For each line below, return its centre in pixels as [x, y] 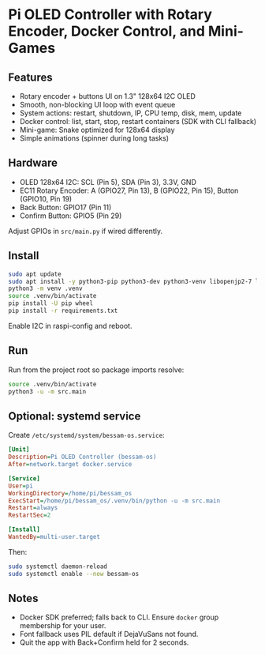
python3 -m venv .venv [45, 289]
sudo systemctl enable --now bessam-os [74, 574]
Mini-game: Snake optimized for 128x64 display [97, 130]
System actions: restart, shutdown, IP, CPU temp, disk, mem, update [131, 113]
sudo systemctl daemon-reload [58, 567]
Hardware [33, 163]
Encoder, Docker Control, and [106, 31]
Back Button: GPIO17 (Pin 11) [65, 207]
